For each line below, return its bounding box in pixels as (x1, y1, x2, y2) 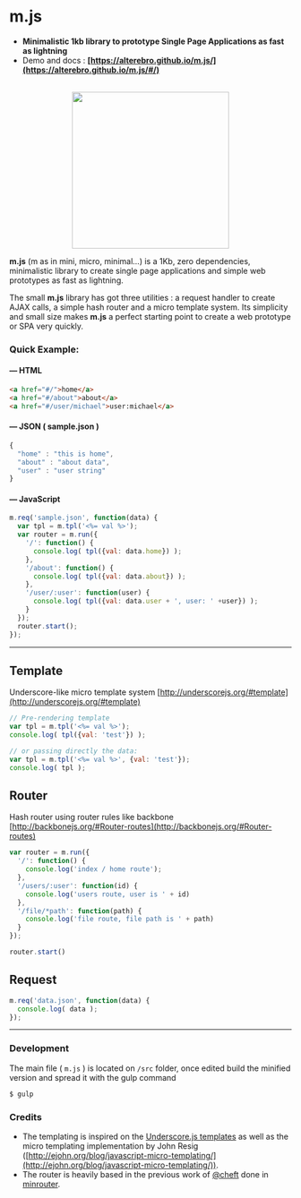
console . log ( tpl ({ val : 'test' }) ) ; (9, 731, 146, 740)
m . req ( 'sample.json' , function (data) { (9, 513, 159, 523)
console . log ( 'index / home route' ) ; (25, 865, 163, 874)
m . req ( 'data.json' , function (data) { (9, 996, 150, 1005)
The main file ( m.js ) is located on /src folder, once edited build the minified (9, 1063, 291, 1074)
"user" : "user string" (17, 466, 106, 475)
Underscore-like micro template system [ (9, 687, 161, 697)
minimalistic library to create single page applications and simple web (9, 265, 266, 276)
